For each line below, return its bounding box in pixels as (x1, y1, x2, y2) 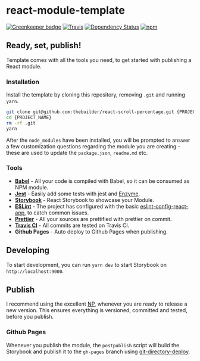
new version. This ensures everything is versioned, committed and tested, (6, 307, 187, 314)
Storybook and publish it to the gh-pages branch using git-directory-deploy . (6, 348, 190, 355)
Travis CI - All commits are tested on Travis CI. (14, 222, 130, 229)
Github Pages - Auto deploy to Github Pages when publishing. (14, 228, 168, 235)
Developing (6, 245, 49, 256)
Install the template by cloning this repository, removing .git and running (6, 91, 186, 98)
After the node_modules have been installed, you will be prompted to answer (6, 136, 190, 144)
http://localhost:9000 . (6, 267, 64, 275)
